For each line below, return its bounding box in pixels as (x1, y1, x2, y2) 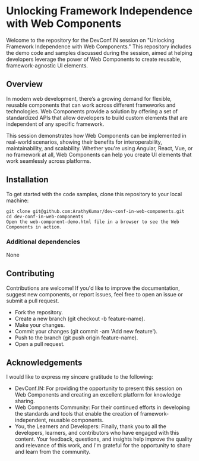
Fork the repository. (14, 308, 64, 315)
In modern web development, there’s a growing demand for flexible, (6, 95, 172, 102)
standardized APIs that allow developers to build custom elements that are (6, 114, 188, 121)
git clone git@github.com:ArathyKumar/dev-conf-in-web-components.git (6, 208, 185, 214)
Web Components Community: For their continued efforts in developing (14, 404, 190, 411)
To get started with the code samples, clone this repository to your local (6, 190, 182, 197)
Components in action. (6, 224, 62, 230)
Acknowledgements (6, 358, 83, 368)
